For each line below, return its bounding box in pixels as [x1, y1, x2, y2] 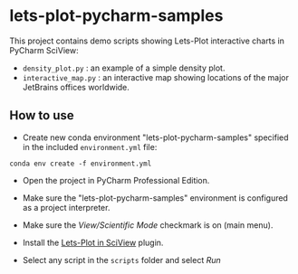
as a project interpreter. [22, 202, 111, 213]
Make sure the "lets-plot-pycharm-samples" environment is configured [22, 192, 288, 203]
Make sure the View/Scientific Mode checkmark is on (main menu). [22, 219, 274, 231]
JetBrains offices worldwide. [22, 81, 130, 92]
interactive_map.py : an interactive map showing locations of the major [22, 71, 290, 82]
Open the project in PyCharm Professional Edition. [22, 175, 210, 185]
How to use [9, 108, 74, 123]
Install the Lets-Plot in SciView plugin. [22, 237, 164, 248]
